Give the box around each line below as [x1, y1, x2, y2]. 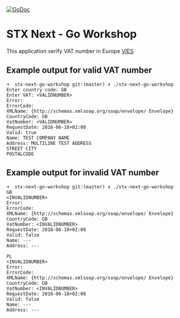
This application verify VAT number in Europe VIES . [6, 47, 136, 54]
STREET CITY [6, 146, 37, 152]
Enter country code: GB [6, 86, 67, 93]
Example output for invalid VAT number [6, 168, 159, 178]
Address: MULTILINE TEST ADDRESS [6, 140, 92, 146]
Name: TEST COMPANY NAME [6, 135, 70, 141]
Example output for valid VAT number [6, 65, 152, 76]
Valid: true [6, 129, 37, 136]
